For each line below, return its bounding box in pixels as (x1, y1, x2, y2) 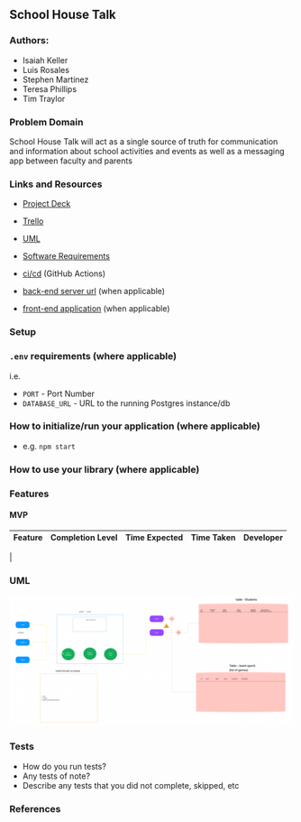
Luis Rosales (22, 64, 70, 75)
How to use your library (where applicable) (9, 463, 200, 476)
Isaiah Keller (22, 54, 68, 66)
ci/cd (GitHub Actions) (22, 268, 106, 279)
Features (9, 487, 50, 500)
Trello (22, 216, 44, 226)
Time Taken (190, 532, 236, 543)
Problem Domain (9, 115, 84, 128)
